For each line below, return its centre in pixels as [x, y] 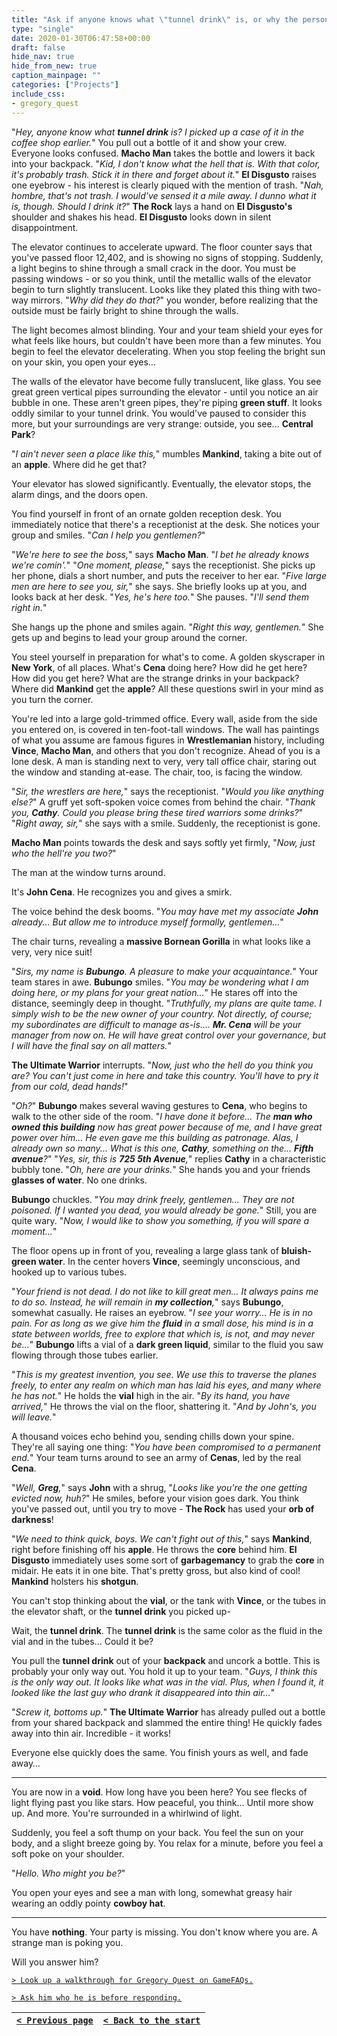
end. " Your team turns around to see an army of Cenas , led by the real [156, 1457]
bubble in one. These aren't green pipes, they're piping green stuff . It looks [167, 402]
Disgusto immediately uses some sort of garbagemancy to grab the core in [168, 1560]
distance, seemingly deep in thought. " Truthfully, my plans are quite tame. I [166, 1003]
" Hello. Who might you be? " [68, 1873]
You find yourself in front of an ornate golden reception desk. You [146, 513]
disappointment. [45, 227]
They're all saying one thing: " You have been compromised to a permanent [166, 1447]
